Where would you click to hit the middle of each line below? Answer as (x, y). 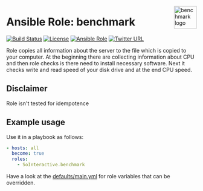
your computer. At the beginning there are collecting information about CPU (100, 57)
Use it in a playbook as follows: (45, 137)
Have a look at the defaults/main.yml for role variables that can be (88, 176)
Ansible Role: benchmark (71, 22)
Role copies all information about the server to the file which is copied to (96, 50)
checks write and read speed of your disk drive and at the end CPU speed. (99, 70)
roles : (20, 159)
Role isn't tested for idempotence (48, 103)
